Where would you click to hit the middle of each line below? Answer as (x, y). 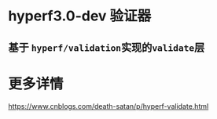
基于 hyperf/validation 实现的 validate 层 (107, 47)
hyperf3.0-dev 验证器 (80, 16)
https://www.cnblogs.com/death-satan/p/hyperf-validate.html (108, 106)
